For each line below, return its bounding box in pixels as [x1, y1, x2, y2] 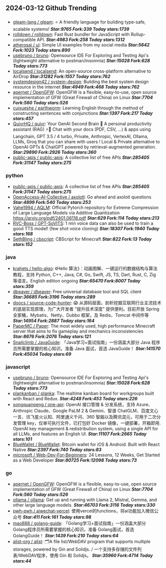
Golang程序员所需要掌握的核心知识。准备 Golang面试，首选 [12, 526, 134, 532]
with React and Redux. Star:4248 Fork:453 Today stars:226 [12, 396, 138, 402]
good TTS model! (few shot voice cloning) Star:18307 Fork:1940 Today [12, 225, 160, 232]
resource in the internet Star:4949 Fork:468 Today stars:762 [12, 84, 140, 90]
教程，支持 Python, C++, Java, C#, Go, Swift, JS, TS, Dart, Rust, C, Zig [12, 272, 156, 278]
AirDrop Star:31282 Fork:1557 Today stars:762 [12, 74, 111, 80]
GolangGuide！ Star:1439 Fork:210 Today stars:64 [12, 532, 119, 538]
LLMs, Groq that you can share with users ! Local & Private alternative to [12, 139, 160, 145]
